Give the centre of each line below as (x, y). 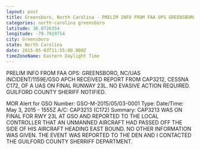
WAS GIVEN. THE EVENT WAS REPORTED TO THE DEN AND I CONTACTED (99, 135)
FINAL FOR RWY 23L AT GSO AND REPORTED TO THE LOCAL (82, 116)
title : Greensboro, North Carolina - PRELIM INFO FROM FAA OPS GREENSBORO (101, 17)
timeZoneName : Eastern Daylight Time (53, 56)
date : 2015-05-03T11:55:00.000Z (46, 51)
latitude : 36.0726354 (33, 28)
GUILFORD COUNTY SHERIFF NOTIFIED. (56, 92)
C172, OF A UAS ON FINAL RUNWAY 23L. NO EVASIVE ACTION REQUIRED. (98, 85)
